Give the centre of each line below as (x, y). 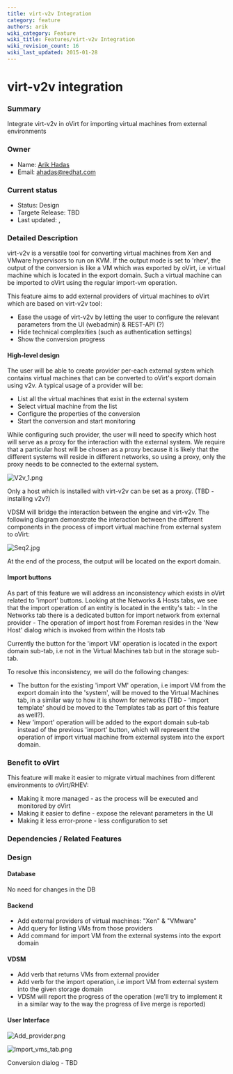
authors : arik (28, 26)
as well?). (31, 715)
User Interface (29, 1020)
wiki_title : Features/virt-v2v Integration (71, 40)
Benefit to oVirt (33, 762)
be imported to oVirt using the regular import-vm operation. (92, 283)
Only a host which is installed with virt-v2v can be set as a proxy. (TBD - (111, 491)
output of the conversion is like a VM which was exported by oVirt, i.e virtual (116, 268)
